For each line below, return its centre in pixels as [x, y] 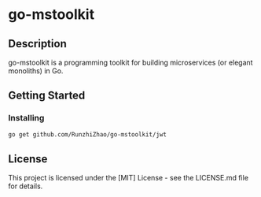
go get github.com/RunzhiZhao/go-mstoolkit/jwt [88, 134]
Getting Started [47, 96]
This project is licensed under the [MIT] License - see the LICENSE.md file [129, 178]
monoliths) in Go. [36, 71]
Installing [26, 118]
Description [37, 44]
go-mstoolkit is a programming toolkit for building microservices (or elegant [130, 62]
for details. [26, 186]
